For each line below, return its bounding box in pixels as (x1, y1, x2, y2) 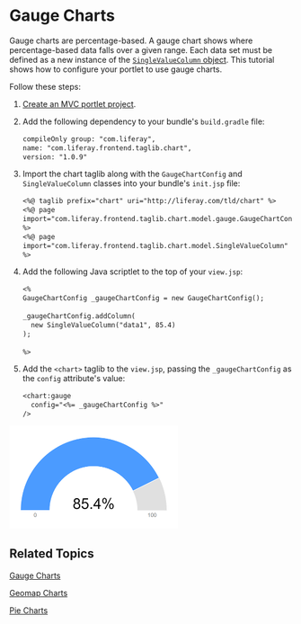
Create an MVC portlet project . (22, 98, 137, 109)
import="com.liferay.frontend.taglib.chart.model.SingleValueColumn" (22, 241, 289, 250)
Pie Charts (9, 604, 49, 616)
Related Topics (9, 546, 94, 562)
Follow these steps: (9, 81, 81, 92)
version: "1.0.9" (22, 152, 88, 162)
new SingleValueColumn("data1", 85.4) (31, 320, 176, 329)
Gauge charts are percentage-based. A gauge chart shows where (9, 35, 253, 46)
